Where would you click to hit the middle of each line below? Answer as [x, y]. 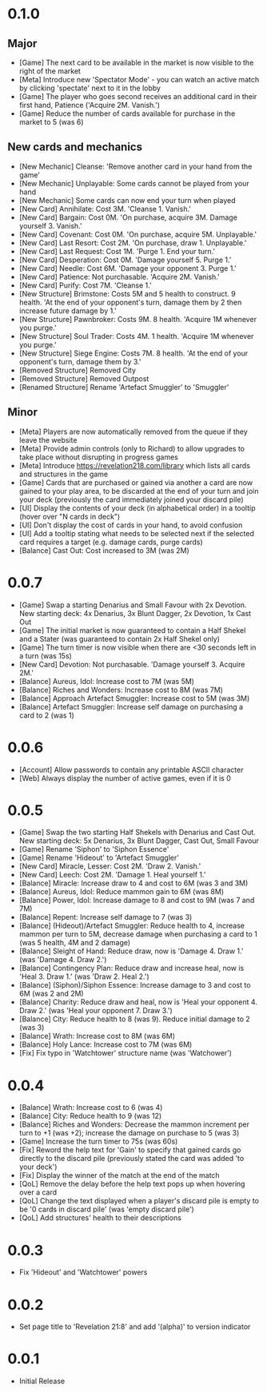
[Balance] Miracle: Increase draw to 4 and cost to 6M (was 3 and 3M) [133, 883]
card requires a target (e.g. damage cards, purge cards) [111, 542]
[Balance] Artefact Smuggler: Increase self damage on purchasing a [131, 706]
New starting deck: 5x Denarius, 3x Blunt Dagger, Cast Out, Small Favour [139, 841]
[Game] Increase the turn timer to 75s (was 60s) [98, 1141]
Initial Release [42, 1381]
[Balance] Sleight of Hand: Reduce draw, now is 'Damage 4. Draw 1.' [131, 951]
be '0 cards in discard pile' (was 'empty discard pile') [107, 1209]
